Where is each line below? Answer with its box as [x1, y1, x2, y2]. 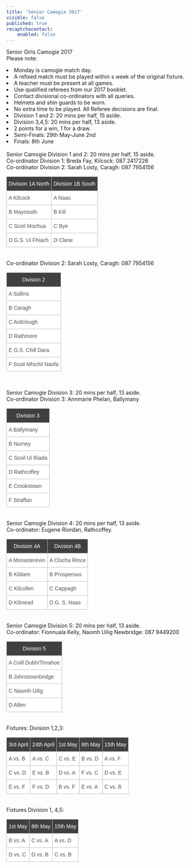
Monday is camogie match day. [14, 66, 92, 74]
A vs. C [32, 755, 50, 762]
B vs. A [8, 837, 25, 844]
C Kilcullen [8, 585, 35, 592]
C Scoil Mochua [8, 223, 47, 230]
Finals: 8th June [14, 138, 54, 145]
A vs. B [8, 755, 25, 762]
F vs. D [32, 783, 50, 791]
